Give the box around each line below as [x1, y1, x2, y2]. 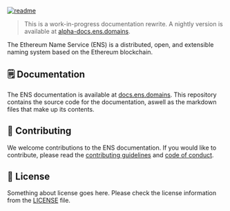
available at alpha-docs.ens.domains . [23, 28, 131, 35]
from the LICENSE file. [7, 197, 71, 205]
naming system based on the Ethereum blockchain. [7, 48, 153, 56]
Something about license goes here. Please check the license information [7, 189, 217, 197]
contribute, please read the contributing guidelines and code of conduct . [7, 150, 214, 159]
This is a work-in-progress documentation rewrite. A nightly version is [23, 20, 223, 28]
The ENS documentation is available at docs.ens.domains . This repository [7, 90, 217, 99]
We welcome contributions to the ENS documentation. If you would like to [7, 143, 217, 152]
